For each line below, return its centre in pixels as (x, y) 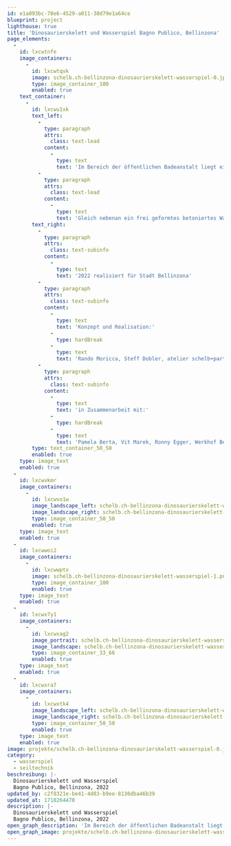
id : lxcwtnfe (38, 52)
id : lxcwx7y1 (38, 615)
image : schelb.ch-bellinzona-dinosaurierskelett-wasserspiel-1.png (130, 576)
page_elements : (29, 39)
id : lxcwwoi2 (38, 551)
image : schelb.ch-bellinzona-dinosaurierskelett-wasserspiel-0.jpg (130, 77)
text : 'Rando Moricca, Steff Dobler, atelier (122, 359)
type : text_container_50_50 (72, 448)
